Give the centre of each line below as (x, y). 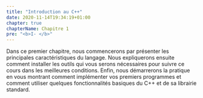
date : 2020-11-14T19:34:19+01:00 (48, 17)
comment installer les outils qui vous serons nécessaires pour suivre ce (95, 64)
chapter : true (24, 23)
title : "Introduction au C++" (45, 12)
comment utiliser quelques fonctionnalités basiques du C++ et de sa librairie (101, 83)
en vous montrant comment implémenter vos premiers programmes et (94, 77)
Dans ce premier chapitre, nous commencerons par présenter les (88, 51)
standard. (18, 90)
